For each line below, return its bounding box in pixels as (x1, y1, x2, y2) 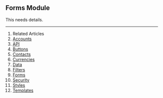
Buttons (12, 46, 29, 52)
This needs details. (5, 16, 43, 22)
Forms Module (5, 4, 50, 12)
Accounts (12, 36, 32, 42)
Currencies (12, 56, 35, 62)
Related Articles (12, 31, 44, 36)
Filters (12, 66, 26, 72)
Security (12, 77, 30, 83)
